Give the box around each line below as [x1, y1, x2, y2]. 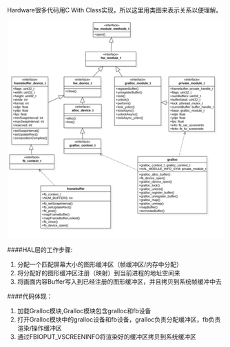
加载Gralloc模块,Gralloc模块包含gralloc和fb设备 [17, 306, 151, 315]
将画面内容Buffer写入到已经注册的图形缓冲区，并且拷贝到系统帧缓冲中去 [17, 277, 222, 286]
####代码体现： [7, 292, 53, 300]
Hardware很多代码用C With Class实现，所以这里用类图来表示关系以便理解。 [7, 6, 222, 14]
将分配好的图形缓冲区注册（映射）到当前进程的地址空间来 [17, 269, 180, 277]
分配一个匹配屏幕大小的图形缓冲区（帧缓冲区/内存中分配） [17, 260, 182, 269]
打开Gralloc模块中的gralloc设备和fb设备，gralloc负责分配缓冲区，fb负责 [17, 315, 221, 324]
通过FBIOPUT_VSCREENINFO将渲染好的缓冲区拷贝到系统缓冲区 [17, 333, 197, 341]
